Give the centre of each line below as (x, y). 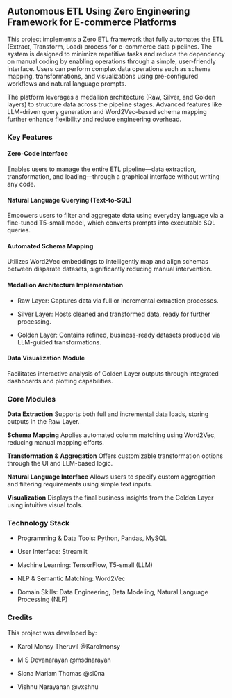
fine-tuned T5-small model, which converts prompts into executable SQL (111, 223)
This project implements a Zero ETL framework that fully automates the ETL (115, 39)
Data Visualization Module (46, 358)
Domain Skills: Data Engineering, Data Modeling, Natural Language (113, 592)
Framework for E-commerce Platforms (92, 23)
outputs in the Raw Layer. (43, 422)
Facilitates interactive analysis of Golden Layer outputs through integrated (113, 373)
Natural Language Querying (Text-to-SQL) (69, 200)
